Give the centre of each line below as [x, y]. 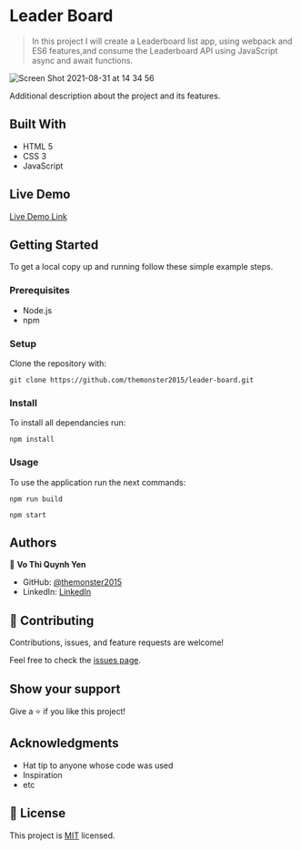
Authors [33, 543]
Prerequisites [40, 291]
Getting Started [54, 245]
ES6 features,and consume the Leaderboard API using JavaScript [155, 50]
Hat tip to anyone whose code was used [98, 765]
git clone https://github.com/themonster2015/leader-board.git [132, 380]
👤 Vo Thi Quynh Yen [48, 565]
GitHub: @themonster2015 [72, 582]
